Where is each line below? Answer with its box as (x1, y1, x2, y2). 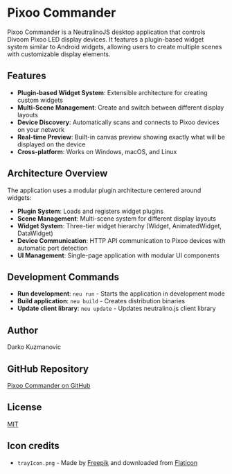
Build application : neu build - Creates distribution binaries (17, 297, 186, 305)
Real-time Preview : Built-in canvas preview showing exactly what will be (17, 133, 225, 141)
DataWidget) (17, 229, 53, 237)
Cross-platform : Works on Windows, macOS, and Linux (17, 147, 177, 155)
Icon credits (7, 440, 60, 452)
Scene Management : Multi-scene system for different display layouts (17, 214, 217, 223)
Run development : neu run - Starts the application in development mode (17, 289, 225, 298)
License (7, 401, 42, 414)
